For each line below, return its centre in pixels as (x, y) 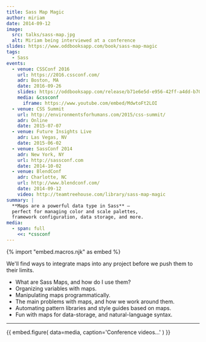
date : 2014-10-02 (40, 166)
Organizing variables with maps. (56, 288)
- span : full (29, 229)
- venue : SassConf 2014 (42, 149)
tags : (13, 52)
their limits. (20, 270)
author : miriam (26, 18)
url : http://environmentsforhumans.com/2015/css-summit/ (92, 115)
